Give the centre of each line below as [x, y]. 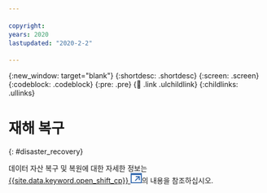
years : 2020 [28, 34]
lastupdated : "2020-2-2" [50, 43]
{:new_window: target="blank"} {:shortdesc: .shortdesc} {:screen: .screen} [134, 76]
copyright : [27, 26]
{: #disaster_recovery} [46, 151]
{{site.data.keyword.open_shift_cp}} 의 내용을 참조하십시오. [111, 181]
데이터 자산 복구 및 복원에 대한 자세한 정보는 [78, 169]
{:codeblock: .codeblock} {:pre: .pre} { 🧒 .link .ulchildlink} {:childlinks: [123, 85]
